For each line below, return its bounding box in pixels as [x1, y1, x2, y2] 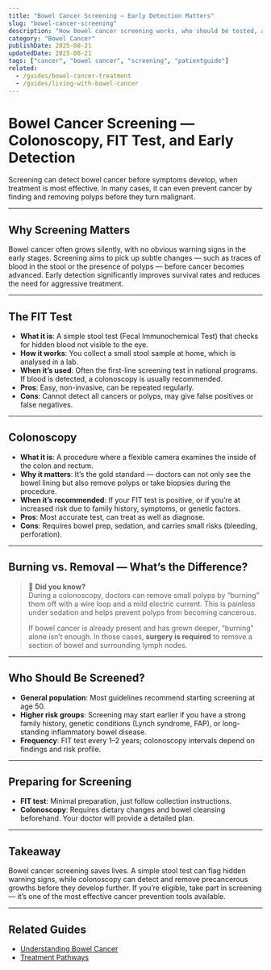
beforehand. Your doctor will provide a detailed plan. [19, 813, 195, 823]
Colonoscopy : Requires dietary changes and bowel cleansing [19, 805, 226, 815]
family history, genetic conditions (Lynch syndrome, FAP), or [19, 718, 221, 728]
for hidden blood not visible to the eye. [19, 340, 149, 349]
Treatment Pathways [19, 952, 90, 962]
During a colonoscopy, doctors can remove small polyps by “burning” [27, 590, 260, 600]
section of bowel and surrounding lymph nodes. [27, 640, 188, 650]
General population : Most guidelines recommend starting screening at [19, 692, 256, 702]
